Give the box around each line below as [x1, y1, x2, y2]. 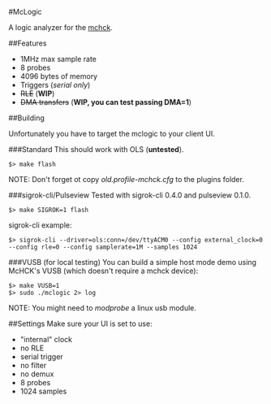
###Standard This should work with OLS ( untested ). [8, 145, 184, 154]
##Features [8, 38, 47, 48]
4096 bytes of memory [19, 72, 98, 80]
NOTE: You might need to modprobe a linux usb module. [8, 303, 197, 312]
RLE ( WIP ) [19, 89, 55, 98]
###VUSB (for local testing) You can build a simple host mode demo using [8, 258, 257, 267]
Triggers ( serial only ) [19, 80, 91, 89]
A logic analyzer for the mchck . [8, 23, 114, 32]
